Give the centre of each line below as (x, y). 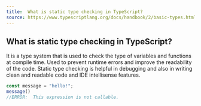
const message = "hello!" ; (40, 86)
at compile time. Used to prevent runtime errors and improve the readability (99, 62)
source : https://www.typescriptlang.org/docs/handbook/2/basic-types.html (101, 17)
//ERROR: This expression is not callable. (63, 97)
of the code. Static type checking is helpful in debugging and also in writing (99, 69)
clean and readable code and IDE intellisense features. (73, 75)
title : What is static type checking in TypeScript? (75, 12)
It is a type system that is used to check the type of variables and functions (99, 56)
